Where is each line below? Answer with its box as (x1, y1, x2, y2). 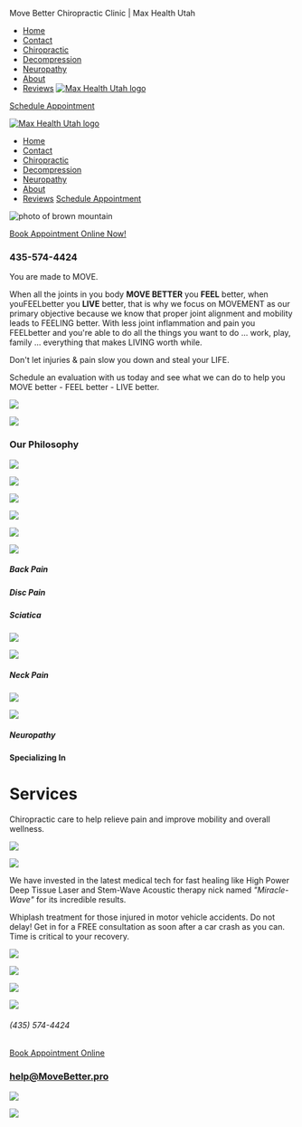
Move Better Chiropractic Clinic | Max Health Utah (9, 8, 196, 18)
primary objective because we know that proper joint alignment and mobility (9, 308, 293, 320)
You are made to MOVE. (9, 272, 99, 282)
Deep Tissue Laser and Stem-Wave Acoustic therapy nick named (9, 884, 252, 895)
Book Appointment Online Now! (9, 228, 127, 239)
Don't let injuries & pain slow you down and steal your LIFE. (9, 355, 231, 366)
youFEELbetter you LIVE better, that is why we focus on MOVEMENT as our (9, 299, 291, 310)
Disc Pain (9, 587, 46, 597)
